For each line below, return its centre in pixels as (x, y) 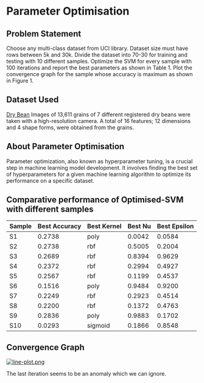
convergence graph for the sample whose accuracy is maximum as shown (100, 74)
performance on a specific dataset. (50, 180)
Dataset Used (33, 100)
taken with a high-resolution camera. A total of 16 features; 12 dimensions (98, 121)
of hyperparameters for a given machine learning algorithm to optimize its (99, 174)
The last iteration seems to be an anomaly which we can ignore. (86, 374)
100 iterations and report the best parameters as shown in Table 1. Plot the (100, 68)
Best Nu (139, 227)
